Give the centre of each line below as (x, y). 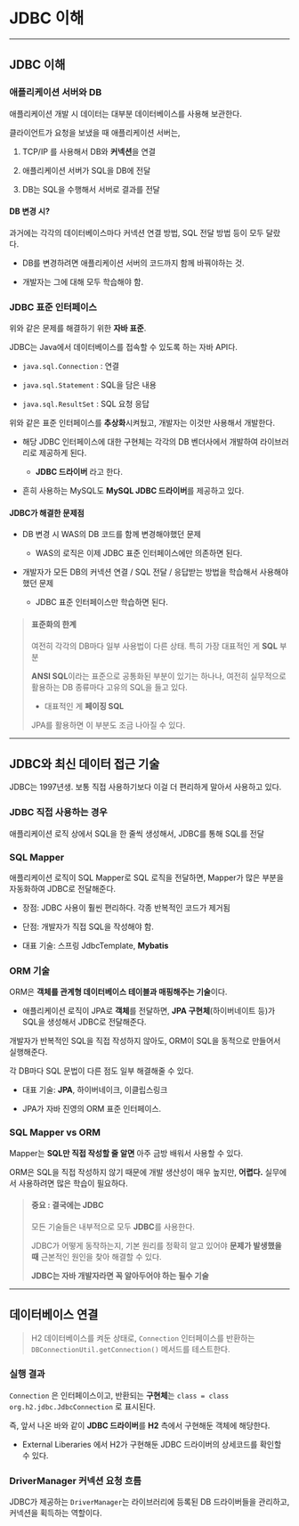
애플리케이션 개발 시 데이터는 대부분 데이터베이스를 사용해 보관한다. (125, 113)
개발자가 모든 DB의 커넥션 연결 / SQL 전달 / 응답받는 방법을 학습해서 (140, 572)
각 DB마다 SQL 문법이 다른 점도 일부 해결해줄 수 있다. (101, 1071)
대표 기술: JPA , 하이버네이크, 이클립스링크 (95, 1090)
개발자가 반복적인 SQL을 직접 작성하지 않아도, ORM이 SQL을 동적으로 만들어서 (145, 1041)
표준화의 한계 (54, 624)
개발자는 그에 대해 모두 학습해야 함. (83, 282)
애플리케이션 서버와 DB (56, 93)
